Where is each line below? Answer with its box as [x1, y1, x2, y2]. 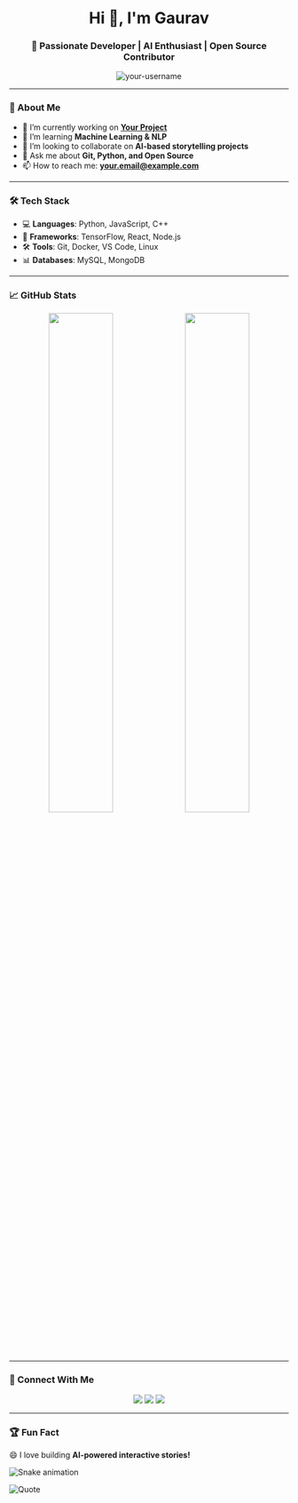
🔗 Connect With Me [9, 1373, 95, 1386]
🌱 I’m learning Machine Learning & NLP [21, 131, 168, 141]
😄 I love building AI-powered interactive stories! [9, 1449, 191, 1460]
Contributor [122, 51, 176, 63]
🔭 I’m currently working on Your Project [21, 122, 168, 132]
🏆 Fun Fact [9, 1426, 59, 1438]
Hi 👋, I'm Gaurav [88, 8, 210, 28]
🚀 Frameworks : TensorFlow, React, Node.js [21, 231, 182, 243]
